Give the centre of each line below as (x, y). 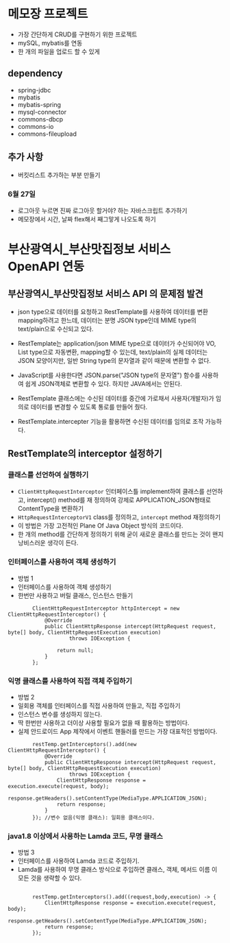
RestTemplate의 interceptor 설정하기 (85, 454)
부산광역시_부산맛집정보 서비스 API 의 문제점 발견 (106, 294)
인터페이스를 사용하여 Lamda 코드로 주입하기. (78, 861)
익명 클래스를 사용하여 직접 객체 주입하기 (70, 681)
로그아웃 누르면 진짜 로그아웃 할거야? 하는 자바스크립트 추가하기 (102, 211)
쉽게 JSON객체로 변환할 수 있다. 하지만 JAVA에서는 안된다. (103, 383)
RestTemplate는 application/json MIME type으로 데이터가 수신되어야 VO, (117, 343)
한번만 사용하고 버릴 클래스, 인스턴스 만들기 (75, 595)
